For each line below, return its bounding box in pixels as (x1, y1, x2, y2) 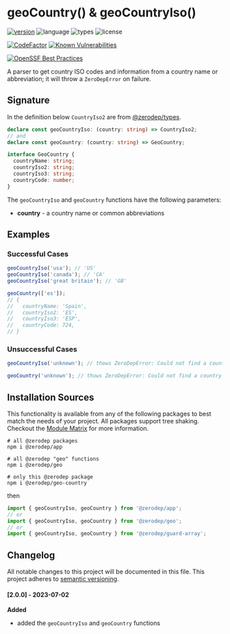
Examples (7, 228, 50, 241)
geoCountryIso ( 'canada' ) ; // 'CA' (7, 271, 106, 279)
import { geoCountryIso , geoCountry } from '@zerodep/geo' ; (7, 517, 183, 524)
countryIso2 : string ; (13, 164, 75, 171)
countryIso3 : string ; (13, 170, 75, 177)
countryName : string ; (13, 158, 75, 165)
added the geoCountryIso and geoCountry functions (16, 619, 161, 627)
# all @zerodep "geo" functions (7, 455, 99, 462)
